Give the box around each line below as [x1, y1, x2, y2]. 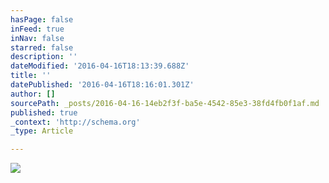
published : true [10, 107, 78, 118]
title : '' [10, 71, 52, 81]
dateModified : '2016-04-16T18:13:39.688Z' [10, 61, 190, 71]
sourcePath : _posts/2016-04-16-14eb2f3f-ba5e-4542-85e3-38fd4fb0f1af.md [10, 98, 320, 108]
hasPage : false [10, 14, 74, 25]
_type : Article [10, 126, 74, 136]
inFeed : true [10, 24, 65, 34]
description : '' [10, 52, 78, 62]
